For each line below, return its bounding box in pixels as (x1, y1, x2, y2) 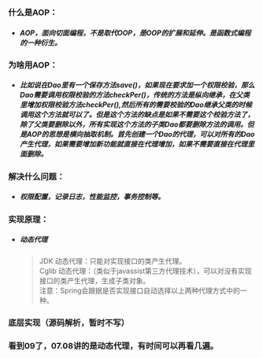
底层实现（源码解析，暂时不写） (8, 317, 130, 328)
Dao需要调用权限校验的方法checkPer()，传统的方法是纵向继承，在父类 (19, 90, 250, 100)
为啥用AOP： (8, 59, 58, 70)
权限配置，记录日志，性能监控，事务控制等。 (19, 192, 165, 201)
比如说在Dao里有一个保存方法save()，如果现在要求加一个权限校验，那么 (19, 80, 255, 90)
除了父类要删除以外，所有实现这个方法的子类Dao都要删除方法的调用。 (19, 120, 248, 129)
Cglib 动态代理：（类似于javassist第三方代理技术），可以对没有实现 (39, 266, 252, 275)
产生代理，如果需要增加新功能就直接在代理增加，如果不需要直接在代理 (19, 139, 248, 149)
